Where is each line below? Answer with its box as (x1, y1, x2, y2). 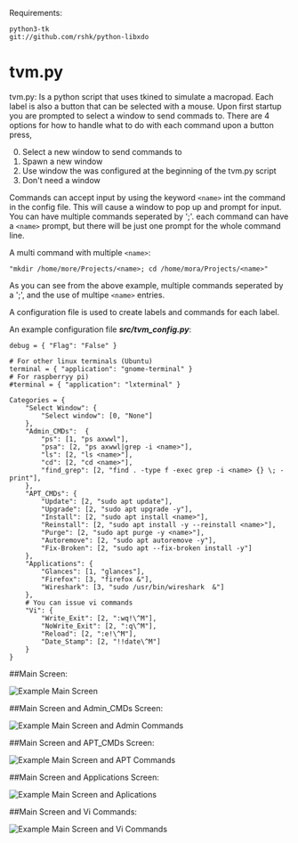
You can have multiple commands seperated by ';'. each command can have (9, 211, 289, 222)
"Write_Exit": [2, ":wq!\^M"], (41, 613, 157, 622)
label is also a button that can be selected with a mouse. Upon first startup (9, 101, 282, 111)
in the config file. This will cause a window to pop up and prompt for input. (9, 201, 282, 212)
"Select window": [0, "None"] (41, 411, 153, 420)
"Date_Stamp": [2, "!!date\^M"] (41, 636, 162, 646)
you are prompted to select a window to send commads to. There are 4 (9, 110, 270, 121)
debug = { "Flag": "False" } (9, 341, 117, 350)
